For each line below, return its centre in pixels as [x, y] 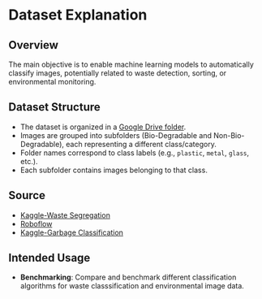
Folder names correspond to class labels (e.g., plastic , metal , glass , [135, 153]
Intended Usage [49, 258]
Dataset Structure [55, 107]
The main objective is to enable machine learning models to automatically [131, 64]
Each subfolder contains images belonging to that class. [114, 170]
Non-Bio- [229, 135]
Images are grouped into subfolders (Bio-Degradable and [116, 135]
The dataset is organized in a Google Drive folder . [103, 127]
